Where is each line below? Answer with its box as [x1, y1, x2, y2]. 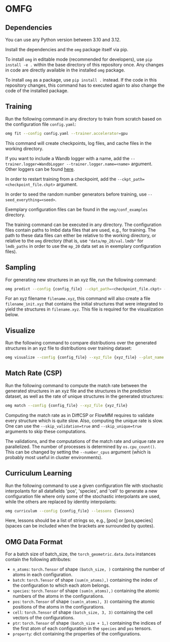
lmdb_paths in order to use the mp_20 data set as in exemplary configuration [5, 243, 161, 249]
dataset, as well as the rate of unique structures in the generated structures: [5, 393, 164, 399]
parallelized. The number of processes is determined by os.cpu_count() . [5, 443, 156, 449]
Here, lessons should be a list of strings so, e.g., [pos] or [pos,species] [5, 517, 153, 523]
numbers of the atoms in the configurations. [12, 593, 105, 599]
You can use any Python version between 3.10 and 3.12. [5, 36, 121, 43]
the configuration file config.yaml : [5, 121, 76, 127]
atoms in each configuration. [12, 572, 72, 578]
